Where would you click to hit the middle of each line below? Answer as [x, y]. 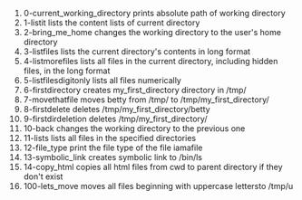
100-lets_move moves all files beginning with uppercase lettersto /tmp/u [158, 186]
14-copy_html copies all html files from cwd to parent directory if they [153, 167]
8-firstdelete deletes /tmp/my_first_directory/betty [117, 109]
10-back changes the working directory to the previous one [134, 129]
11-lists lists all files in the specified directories [110, 138]
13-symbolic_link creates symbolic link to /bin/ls [113, 157]
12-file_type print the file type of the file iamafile [113, 148]
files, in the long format [67, 71]
